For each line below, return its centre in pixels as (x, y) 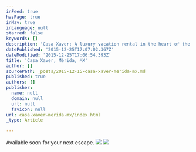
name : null (25, 93)
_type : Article (25, 120)
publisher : (19, 88)
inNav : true (21, 22)
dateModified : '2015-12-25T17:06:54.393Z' (59, 55)
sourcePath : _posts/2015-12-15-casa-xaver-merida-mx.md (76, 71)
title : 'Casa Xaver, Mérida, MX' (47, 60)
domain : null (27, 98)
